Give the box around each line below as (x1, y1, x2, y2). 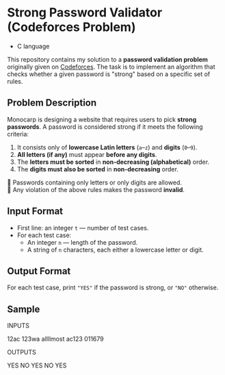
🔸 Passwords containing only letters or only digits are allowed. (7, 178, 183, 186)
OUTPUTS (7, 348, 36, 356)
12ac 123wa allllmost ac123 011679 (7, 335, 104, 343)
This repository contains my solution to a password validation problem (7, 55, 209, 63)
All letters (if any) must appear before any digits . (16, 150, 157, 158)
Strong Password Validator (7, 5, 163, 21)
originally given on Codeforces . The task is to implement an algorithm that (7, 62, 215, 71)
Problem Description (7, 97, 97, 109)
